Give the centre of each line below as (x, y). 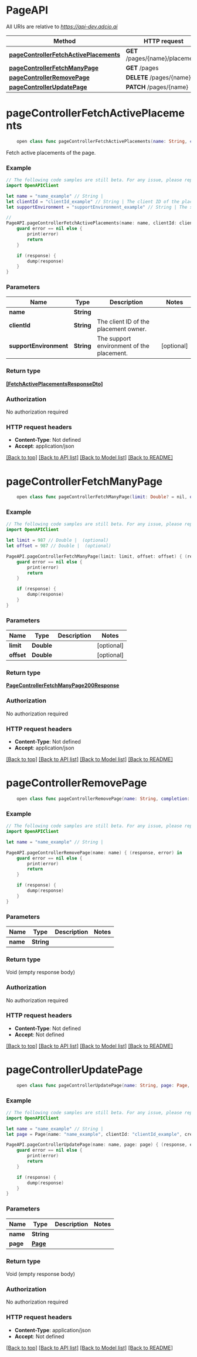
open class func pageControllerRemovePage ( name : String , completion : (103, 798)
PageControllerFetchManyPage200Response (63, 685)
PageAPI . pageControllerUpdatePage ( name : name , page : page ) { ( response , (97, 1145)
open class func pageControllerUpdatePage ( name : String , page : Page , (103, 1085)
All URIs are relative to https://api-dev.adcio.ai (62, 26)
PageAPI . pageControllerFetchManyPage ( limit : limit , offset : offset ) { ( (97, 556)
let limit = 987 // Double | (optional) (57, 541)
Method (65, 41)
